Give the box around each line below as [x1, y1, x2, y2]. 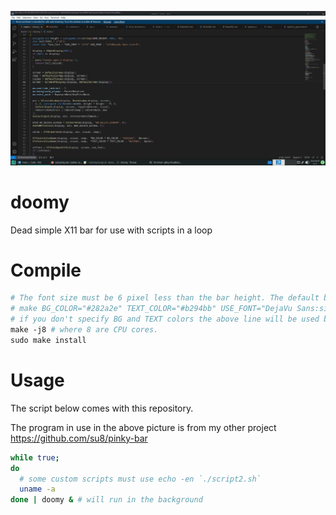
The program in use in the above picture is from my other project [10, 421, 277, 433]
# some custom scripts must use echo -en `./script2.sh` [19, 474, 262, 484]
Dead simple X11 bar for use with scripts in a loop [10, 224, 213, 236]
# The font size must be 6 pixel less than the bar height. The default [10, 293, 320, 303]
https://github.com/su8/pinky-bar [10, 432, 148, 444]
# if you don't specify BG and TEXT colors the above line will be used [10, 314, 320, 325]
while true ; [10, 452, 60, 463]
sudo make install [10, 335, 87, 345]
